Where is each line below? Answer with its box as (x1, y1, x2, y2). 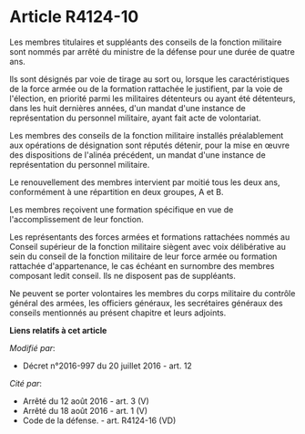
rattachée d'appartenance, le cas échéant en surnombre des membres (9, 260, 275, 271)
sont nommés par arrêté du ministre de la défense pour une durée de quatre (9, 46, 296, 57)
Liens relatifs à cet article (9, 325, 107, 336)
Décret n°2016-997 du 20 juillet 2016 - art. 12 (22, 360, 193, 371)
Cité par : (9, 377, 43, 388)
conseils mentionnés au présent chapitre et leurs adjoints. (9, 307, 227, 318)
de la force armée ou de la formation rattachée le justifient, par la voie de (9, 83, 283, 94)
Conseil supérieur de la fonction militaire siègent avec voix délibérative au (9, 241, 287, 252)
